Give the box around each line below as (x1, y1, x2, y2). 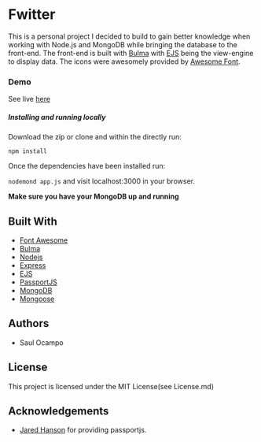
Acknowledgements (8, 404, 109, 418)
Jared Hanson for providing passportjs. (19, 425, 147, 435)
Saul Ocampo (19, 337, 64, 347)
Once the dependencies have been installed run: (8, 162, 166, 171)
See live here (8, 95, 51, 104)
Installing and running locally (8, 112, 106, 121)
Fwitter (8, 6, 56, 24)
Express (19, 261, 46, 270)
